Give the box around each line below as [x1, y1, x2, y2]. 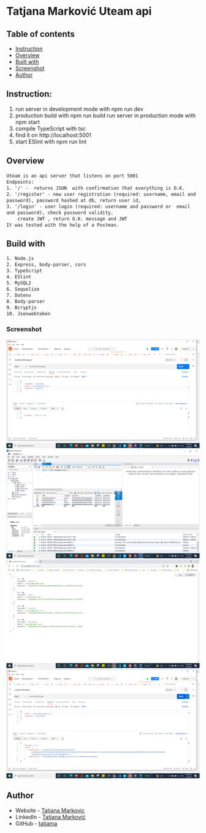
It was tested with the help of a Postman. [6, 222, 120, 228]
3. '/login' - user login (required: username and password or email [6, 203, 191, 209]
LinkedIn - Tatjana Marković [15, 813, 86, 821]
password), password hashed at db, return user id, [6, 197, 141, 203]
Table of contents [6, 29, 75, 39]
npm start [15, 118, 40, 125]
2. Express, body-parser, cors [6, 262, 86, 268]
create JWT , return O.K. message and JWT [17, 216, 128, 222]
